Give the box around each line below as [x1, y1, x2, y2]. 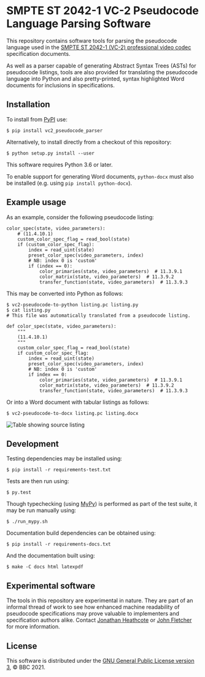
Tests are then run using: [6, 478, 69, 485]
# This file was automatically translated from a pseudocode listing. [6, 312, 191, 319]
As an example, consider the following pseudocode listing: [6, 213, 155, 221]
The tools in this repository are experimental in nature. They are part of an [6, 597, 193, 605]
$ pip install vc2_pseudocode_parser [6, 127, 103, 134]
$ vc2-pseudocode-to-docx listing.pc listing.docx [6, 410, 139, 416]
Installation [6, 99, 50, 110]
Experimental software [6, 581, 96, 591]
